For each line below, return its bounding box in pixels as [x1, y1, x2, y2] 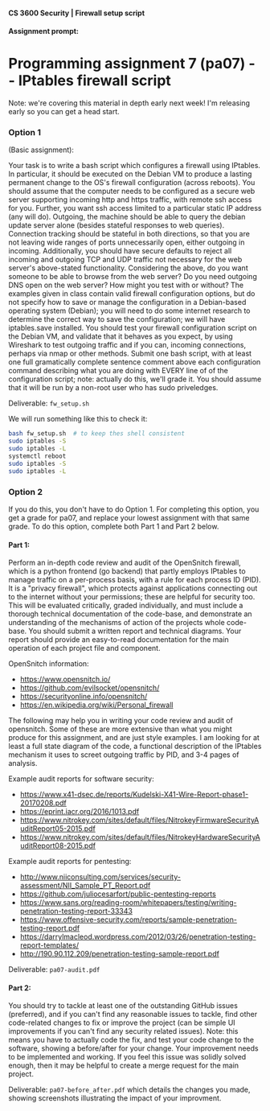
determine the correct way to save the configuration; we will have [8, 315, 226, 324]
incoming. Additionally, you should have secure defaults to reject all [8, 246, 232, 256]
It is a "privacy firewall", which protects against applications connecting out [8, 583, 258, 593]
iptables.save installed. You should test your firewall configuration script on [8, 323, 257, 333]
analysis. [8, 759, 38, 768]
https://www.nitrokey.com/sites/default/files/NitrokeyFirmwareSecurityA [19, 815, 260, 825]
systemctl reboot [8, 452, 67, 460]
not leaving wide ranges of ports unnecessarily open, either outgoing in [8, 237, 245, 247]
